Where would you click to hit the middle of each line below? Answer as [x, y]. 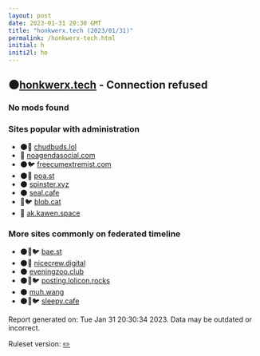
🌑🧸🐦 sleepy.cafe [49, 301]
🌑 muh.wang [42, 291]
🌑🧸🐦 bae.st [41, 251]
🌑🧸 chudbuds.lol [48, 146]
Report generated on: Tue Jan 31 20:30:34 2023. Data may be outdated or [130, 319]
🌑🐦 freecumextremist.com [65, 164]
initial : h [26, 45]
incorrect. [24, 327]
